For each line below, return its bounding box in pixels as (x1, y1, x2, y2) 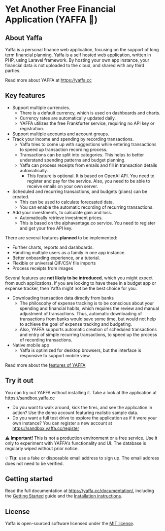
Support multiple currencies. (12, 105, 70, 111)
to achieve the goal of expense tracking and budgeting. (19, 321, 132, 327)
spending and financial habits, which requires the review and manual (19, 305, 159, 311)
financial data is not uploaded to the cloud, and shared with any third (5, 63, 144, 68)
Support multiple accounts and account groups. (12, 131, 109, 137)
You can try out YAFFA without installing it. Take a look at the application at (5, 389, 157, 395)
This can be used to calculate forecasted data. (19, 199, 114, 205)
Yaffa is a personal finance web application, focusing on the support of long (5, 47, 159, 52)
